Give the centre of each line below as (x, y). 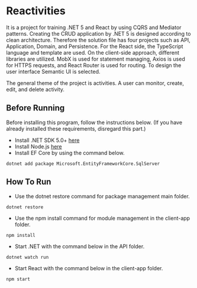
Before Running (35, 108)
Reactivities (36, 11)
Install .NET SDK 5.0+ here (47, 140)
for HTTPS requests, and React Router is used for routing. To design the (94, 65)
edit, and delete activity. (35, 89)
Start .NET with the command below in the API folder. (80, 246)
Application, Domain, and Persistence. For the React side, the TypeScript (95, 46)
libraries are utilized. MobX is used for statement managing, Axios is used (96, 59)
